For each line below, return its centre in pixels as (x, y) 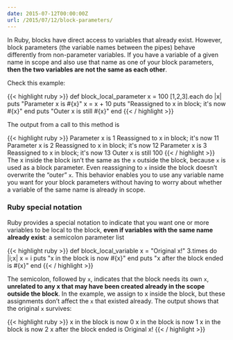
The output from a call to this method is (63, 124)
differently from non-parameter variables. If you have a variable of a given (113, 54)
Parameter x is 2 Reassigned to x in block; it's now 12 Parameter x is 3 (107, 145)
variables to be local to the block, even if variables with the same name (110, 230)
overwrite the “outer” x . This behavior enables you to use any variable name (115, 175)
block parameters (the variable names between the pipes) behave (101, 47)
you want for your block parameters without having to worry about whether (115, 182)
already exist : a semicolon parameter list (66, 237)
